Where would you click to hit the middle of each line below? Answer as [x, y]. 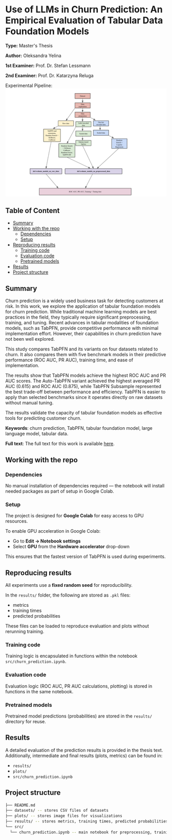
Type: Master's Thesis [29, 45]
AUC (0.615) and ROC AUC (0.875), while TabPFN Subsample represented [83, 387]
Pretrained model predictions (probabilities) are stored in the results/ [79, 716]
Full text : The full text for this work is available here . [60, 444]
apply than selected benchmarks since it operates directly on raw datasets [84, 397]
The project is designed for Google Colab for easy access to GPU [75, 516]
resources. [17, 521]
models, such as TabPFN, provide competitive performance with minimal [82, 328]
